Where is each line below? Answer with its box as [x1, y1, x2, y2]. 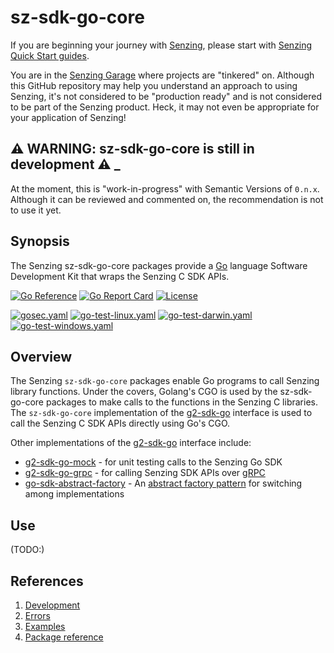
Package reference [24, 631, 104, 643]
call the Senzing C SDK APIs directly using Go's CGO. [10, 417, 231, 430]
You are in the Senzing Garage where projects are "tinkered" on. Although [10, 69, 315, 81]
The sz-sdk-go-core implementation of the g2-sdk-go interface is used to [10, 407, 313, 419]
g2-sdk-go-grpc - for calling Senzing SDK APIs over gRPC [24, 467, 266, 479]
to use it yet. [10, 204, 62, 216]
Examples [24, 621, 66, 632]
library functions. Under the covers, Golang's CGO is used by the [10, 386, 278, 398]
